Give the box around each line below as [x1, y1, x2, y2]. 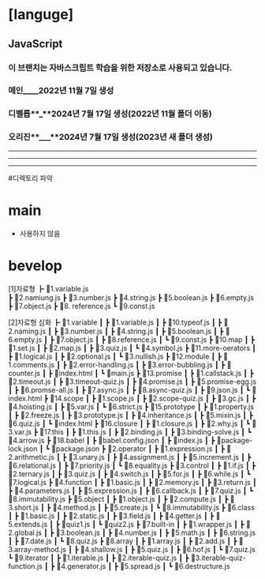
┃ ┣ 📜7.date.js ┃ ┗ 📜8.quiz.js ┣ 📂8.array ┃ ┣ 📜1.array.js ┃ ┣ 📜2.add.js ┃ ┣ [8, 536, 237, 546]
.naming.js [8, 326, 47, 336]
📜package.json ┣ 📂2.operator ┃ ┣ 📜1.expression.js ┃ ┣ [50, 444, 225, 453]
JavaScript [8, 37, 63, 51]
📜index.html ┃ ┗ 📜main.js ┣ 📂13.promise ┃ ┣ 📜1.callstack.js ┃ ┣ [54, 368, 254, 378]
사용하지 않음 [19, 228, 61, 238]
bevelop [8, 257, 63, 274]
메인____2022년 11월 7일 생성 [8, 85, 114, 96]
